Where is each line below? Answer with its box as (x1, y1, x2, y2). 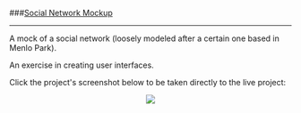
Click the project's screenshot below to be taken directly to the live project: (9, 77, 287, 87)
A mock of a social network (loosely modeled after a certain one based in (9, 33, 280, 44)
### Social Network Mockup (9, 8, 114, 18)
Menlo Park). (9, 43, 56, 52)
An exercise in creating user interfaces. (9, 60, 154, 70)
